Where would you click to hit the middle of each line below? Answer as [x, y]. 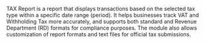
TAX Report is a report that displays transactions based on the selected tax [101, 9]
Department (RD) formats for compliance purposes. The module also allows [102, 28]
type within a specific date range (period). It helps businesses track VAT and [102, 15]
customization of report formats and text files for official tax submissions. [99, 34]
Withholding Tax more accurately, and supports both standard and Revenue [102, 21]
